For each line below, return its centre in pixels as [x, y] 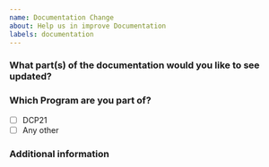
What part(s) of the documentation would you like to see [134, 65]
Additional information [60, 154]
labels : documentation [52, 34]
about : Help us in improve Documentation [88, 26]
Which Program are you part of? [80, 101]
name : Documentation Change [62, 17]
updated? [30, 77]
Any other [40, 129]
